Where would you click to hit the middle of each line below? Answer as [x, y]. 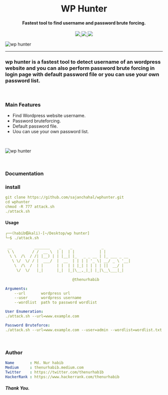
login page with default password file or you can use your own [82, 75]
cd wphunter [17, 202]
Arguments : [16, 288]
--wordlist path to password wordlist [56, 303]
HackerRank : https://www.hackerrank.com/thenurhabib [62, 377]
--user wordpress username [48, 298]
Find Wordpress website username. [49, 115]
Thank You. [17, 388]
